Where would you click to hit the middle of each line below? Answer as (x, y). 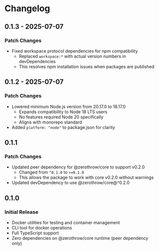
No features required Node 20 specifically (61, 117)
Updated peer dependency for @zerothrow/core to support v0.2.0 (78, 167)
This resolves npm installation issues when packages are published (87, 66)
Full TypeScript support (35, 233)
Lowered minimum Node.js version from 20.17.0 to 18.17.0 (69, 106)
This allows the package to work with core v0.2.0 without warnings (86, 178)
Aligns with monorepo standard (50, 122)
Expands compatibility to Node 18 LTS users (63, 112)
